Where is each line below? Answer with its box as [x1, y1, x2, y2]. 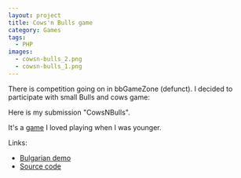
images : [8, 48, 34, 56]
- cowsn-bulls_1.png [15, 63, 82, 71]
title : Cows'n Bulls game [8, 19, 93, 27]
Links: [8, 138, 27, 147]
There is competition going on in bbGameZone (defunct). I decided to [8, 84, 233, 93]
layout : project [8, 11, 61, 20]
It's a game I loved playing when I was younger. [8, 122, 162, 132]
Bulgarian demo [19, 153, 71, 162]
